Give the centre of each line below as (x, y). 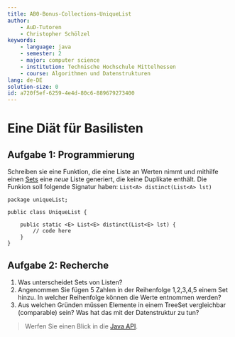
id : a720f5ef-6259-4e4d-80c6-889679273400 (71, 93)
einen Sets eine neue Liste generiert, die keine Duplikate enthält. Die (107, 179)
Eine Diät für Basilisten (75, 128)
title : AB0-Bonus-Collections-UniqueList (70, 14)
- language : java (46, 47)
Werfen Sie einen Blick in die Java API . (81, 326)
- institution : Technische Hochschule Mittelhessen (98, 67)
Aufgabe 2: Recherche (58, 265)
